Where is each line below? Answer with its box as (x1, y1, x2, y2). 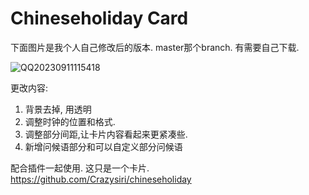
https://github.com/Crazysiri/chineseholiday (10, 173, 192, 185)
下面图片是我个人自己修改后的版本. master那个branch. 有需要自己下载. (10, 41, 300, 53)
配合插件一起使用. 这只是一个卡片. (10, 162, 150, 174)
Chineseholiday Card (10, 7, 189, 30)
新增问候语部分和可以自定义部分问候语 (24, 140, 183, 152)
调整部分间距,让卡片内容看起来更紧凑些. (24, 128, 188, 140)
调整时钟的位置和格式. (24, 115, 116, 127)
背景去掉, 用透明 (24, 103, 92, 115)
